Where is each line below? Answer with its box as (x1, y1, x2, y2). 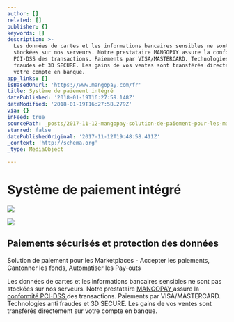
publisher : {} (7, 23, 49, 30)
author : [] (7, 10, 39, 17)
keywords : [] (7, 29, 45, 37)
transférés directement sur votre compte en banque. (7, 307, 158, 315)
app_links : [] (7, 74, 49, 82)
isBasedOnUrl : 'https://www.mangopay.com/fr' (7, 81, 141, 88)
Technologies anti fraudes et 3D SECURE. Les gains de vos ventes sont (7, 299, 212, 307)
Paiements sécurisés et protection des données (7, 238, 219, 250)
